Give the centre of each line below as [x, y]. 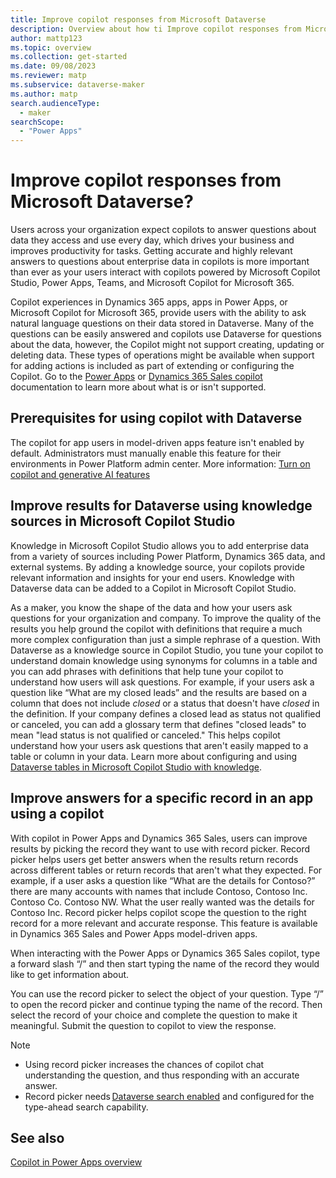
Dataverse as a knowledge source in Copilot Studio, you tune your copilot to [167, 650]
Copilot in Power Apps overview [76, 1162]
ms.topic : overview [51, 47]
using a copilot [57, 814]
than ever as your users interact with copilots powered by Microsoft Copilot [165, 272]
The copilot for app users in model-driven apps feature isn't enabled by [157, 442]
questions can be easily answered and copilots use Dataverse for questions [166, 334]
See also [37, 1137]
